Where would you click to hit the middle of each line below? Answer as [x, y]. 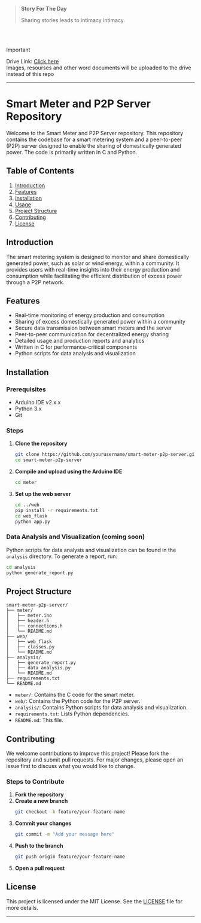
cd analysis [21, 567]
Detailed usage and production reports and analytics [80, 341]
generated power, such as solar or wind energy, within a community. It [93, 263]
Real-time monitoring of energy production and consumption [90, 315]
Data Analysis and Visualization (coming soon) [76, 537]
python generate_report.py [40, 573]
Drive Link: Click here [33, 61]
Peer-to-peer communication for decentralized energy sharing [92, 334]
